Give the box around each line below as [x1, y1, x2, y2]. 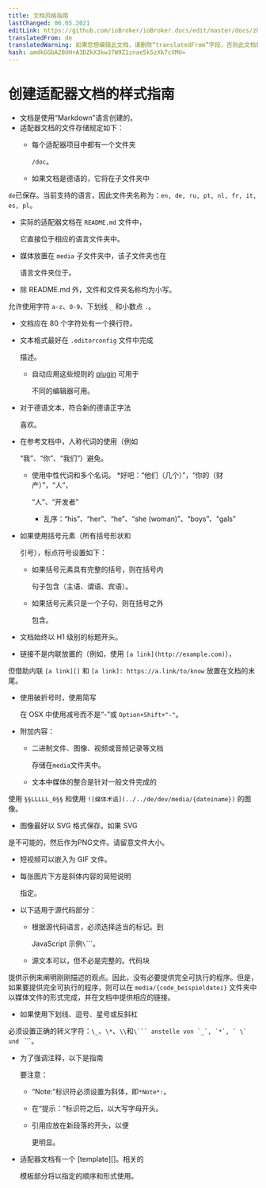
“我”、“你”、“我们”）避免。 [19, 453, 108, 463]
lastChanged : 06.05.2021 [8, 19, 90, 27]
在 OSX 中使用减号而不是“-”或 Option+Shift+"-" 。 [19, 709, 184, 719]
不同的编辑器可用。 [31, 386, 95, 395]
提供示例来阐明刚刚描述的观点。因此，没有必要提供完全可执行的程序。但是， [8, 972, 258, 982]
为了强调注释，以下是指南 [19, 1053, 104, 1063]
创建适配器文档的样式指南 [8, 85, 176, 103]
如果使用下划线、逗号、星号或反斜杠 [19, 1009, 139, 1019]
